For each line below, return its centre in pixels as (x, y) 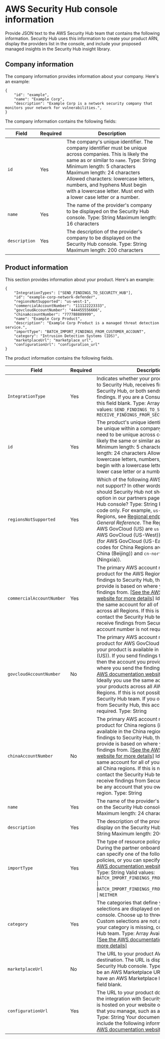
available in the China (121, 731)
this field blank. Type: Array (128, 403)
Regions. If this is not (121, 692)
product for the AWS (120, 573)
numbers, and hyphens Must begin (107, 185)
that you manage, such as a (128, 1011)
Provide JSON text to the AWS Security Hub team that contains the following (82, 33)
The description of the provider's (104, 232)
